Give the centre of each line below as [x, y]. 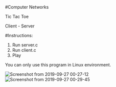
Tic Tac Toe [17, 16]
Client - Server [20, 26]
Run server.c [25, 45]
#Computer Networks [27, 7]
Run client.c [24, 50]
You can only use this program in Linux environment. [58, 65]
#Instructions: [19, 35]
